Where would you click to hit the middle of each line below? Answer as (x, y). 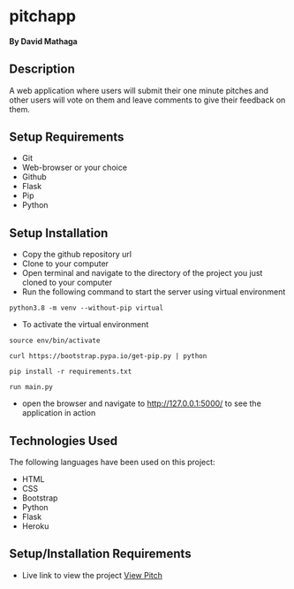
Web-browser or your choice (75, 168)
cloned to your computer (67, 283)
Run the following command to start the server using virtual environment (154, 292)
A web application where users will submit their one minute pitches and (139, 90)
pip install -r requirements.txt (71, 372)
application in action (59, 413)
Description (42, 69)
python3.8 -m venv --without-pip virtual (87, 308)
